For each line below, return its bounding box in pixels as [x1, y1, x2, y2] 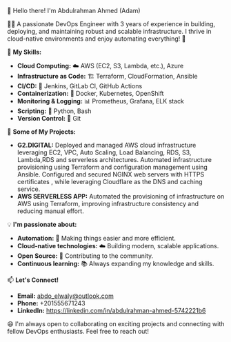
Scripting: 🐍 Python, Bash [17, 107, 92, 115]
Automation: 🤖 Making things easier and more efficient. [17, 234, 176, 242]
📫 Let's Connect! [7, 276, 59, 284]
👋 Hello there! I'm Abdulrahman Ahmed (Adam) [7, 7, 141, 14]
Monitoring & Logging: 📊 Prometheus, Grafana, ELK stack [17, 97, 185, 105]
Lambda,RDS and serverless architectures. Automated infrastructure [17, 156, 212, 163]
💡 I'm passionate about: [7, 221, 77, 228]
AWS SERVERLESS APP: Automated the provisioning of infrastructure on [17, 192, 225, 200]
